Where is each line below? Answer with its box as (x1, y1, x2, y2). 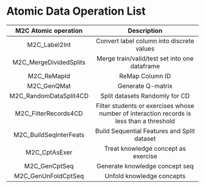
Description (128, 26, 163, 35)
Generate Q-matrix (117, 81, 173, 90)
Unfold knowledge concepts (104, 172, 186, 180)
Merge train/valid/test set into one (96, 54, 194, 62)
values (135, 44, 155, 52)
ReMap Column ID (119, 71, 171, 80)
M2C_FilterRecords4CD (15, 109, 84, 117)
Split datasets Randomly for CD (100, 92, 190, 100)
